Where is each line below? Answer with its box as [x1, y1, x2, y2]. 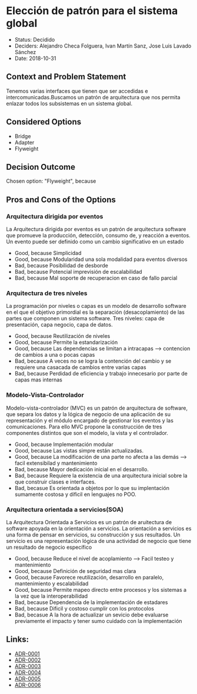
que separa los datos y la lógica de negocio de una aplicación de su [6, 410, 171, 418]
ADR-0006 [14, 681, 41, 688]
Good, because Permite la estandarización [14, 339, 118, 346]
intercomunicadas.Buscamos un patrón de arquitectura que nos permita [6, 93, 181, 100]
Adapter [14, 139, 35, 146]
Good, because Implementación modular [14, 441, 113, 448]
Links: [6, 635, 29, 645]
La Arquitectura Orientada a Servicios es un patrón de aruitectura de [6, 518, 172, 525]
